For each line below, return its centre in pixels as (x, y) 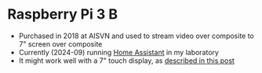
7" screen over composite (60, 43)
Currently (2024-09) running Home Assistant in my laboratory (118, 52)
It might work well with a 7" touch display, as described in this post (126, 61)
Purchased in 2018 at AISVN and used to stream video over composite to (136, 36)
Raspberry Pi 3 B (63, 14)
